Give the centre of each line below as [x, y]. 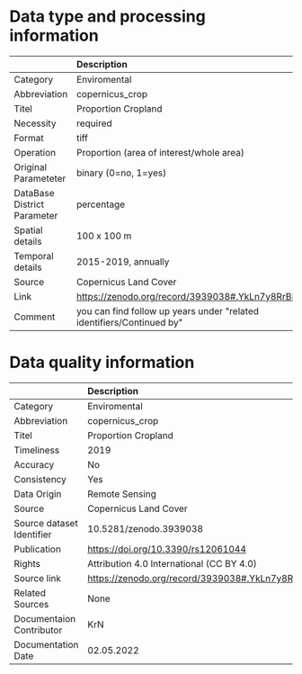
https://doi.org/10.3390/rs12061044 [167, 549]
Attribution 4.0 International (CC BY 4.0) [173, 563]
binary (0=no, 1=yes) [121, 173]
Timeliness [37, 450]
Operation [35, 152]
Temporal [34, 256]
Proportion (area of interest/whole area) [160, 152]
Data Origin [38, 494]
